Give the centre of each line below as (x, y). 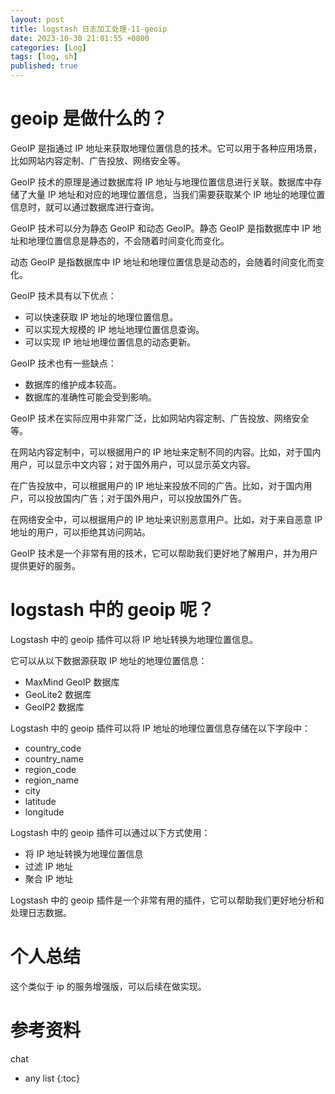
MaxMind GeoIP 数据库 (72, 682)
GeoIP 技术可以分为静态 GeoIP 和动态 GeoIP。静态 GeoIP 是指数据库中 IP (160, 228)
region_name (52, 780)
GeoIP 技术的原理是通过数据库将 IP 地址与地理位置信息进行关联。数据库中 (162, 182)
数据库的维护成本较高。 (73, 384)
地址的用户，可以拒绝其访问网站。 (80, 532)
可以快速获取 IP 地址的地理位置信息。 (101, 317)
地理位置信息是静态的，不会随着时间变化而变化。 (128, 240)
